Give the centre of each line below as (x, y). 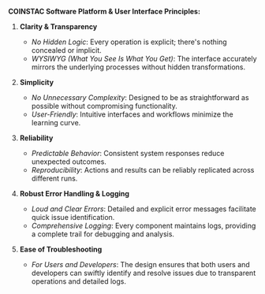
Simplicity (36, 82)
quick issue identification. (73, 217)
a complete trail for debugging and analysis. (103, 234)
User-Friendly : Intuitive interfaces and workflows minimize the (132, 114)
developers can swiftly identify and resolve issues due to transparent (144, 273)
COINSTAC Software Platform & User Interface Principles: (105, 11)
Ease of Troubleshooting (61, 249)
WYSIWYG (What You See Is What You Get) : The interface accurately (144, 59)
